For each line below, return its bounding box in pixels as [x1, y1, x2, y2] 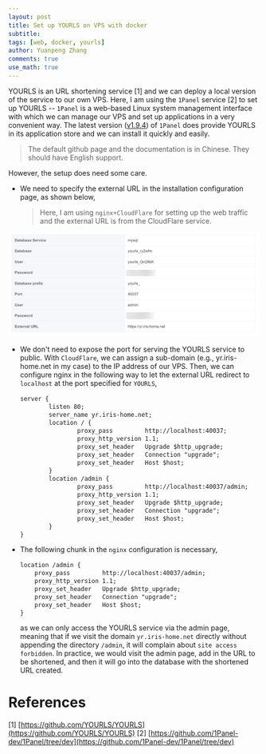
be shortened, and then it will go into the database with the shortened [19, 657, 249, 666]
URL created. [19, 665, 64, 675]
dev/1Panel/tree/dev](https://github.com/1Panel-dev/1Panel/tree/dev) [8, 736, 235, 746]
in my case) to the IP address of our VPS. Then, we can [53, 361, 235, 371]
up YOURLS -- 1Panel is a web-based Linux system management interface [8, 103, 252, 113]
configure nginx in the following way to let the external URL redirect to [19, 370, 250, 379]
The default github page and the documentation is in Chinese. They [27, 144, 249, 153]
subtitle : [8, 30, 41, 38]
